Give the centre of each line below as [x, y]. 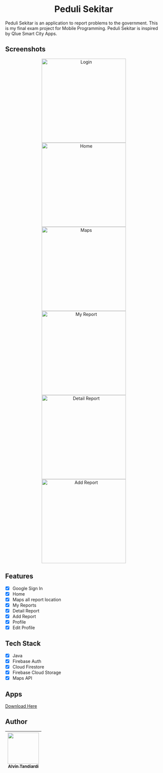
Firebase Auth [27, 661]
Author [16, 722]
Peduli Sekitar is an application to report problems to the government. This [81, 23]
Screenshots [25, 49]
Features [19, 576]
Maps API [22, 678]
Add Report [24, 616]
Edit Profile [24, 627]
